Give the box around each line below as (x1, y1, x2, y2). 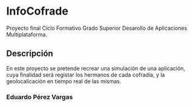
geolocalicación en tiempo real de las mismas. (6, 77, 122, 85)
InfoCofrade (6, 4, 68, 18)
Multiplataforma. (6, 30, 47, 38)
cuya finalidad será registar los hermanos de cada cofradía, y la (6, 71, 165, 78)
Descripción (6, 49, 53, 59)
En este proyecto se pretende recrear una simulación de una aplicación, (6, 64, 186, 72)
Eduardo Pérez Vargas (6, 92, 73, 101)
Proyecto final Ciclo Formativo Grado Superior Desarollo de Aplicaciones (6, 24, 188, 32)
